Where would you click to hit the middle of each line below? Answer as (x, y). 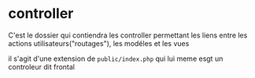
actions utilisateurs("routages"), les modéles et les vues (99, 43)
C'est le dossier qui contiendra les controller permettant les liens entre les (128, 35)
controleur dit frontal (41, 66)
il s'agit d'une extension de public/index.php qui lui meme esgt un (116, 58)
